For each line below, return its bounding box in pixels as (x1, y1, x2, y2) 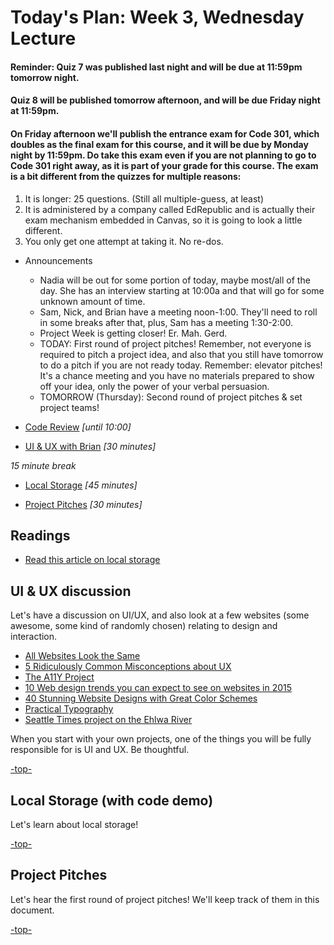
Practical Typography (24, 703, 114, 715)
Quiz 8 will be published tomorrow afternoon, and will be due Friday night (10, 94, 321, 106)
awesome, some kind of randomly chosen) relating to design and (10, 620, 278, 632)
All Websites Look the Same (24, 650, 141, 662)
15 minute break (10, 459, 77, 471)
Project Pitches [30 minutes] (24, 498, 143, 510)
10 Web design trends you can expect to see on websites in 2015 (24, 682, 293, 694)
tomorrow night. (10, 71, 80, 83)
